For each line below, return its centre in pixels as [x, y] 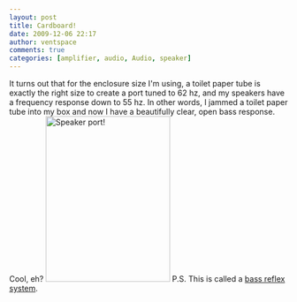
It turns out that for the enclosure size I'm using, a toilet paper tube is [135, 83]
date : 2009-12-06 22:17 [53, 34]
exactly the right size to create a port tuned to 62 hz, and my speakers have [147, 93]
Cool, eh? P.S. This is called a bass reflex [147, 279]
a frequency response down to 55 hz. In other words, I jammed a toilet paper [148, 102]
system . [23, 288]
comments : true [37, 50]
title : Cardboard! [43, 26]
